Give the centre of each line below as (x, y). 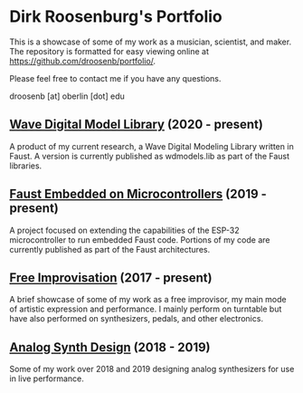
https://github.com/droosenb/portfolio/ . (83, 61)
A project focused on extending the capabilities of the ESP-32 (124, 230)
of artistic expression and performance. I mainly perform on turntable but (146, 309)
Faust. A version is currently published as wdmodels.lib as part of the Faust (150, 156)
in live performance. (47, 379)
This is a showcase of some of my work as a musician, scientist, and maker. (151, 42)
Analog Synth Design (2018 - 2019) (110, 347)
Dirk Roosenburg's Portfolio (116, 17)
